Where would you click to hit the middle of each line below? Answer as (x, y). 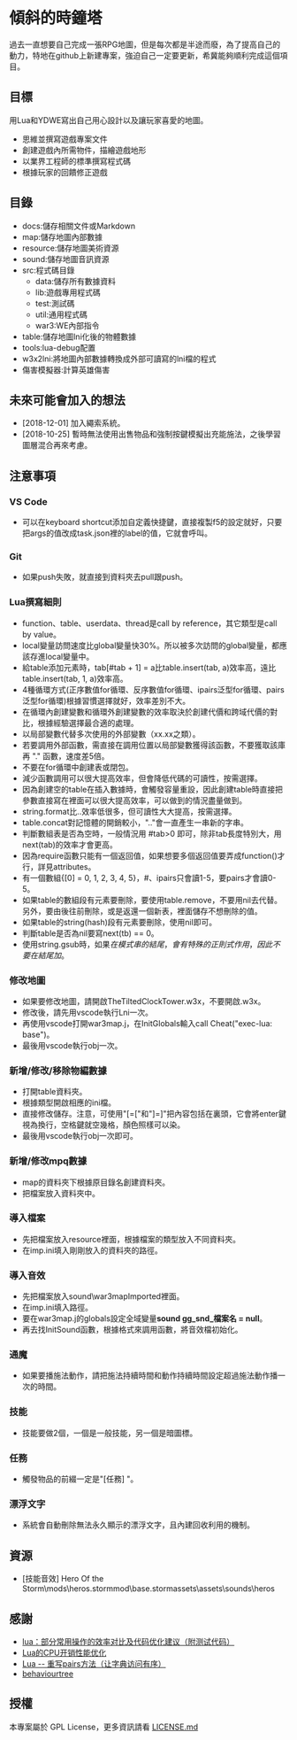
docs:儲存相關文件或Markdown (78, 226)
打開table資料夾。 (54, 1092)
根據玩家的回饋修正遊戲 (65, 172)
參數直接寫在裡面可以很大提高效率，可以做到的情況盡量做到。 (134, 800)
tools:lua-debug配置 (58, 347)
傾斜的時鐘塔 (56, 18)
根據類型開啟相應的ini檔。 (69, 1102)
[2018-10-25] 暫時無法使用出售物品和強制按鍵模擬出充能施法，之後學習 (151, 434)
